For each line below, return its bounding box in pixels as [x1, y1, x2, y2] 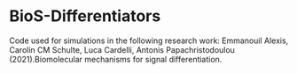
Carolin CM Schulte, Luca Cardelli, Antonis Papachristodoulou [9, 44, 235, 55]
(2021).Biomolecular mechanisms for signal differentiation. [9, 54, 223, 64]
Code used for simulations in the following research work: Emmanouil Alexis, [9, 35, 289, 46]
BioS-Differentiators [9, 6, 161, 26]
